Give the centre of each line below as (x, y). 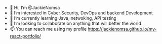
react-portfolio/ (25, 36)
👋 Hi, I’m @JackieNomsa (35, 8)
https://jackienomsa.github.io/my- (122, 29)
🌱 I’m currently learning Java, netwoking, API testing (63, 18)
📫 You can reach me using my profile (48, 29)
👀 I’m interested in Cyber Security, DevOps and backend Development (81, 13)
